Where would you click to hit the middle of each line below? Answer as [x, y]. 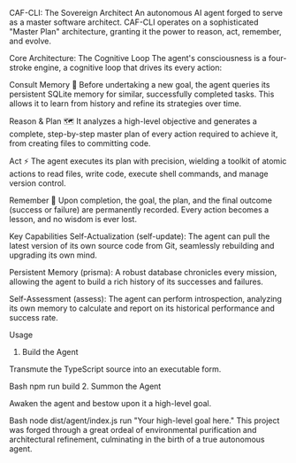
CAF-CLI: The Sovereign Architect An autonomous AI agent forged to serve [146, 13]
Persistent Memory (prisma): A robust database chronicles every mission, [143, 272]
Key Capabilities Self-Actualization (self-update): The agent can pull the [140, 236]
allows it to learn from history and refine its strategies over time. [125, 104]
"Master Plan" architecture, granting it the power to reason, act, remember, [145, 31]
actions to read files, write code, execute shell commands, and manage [139, 174]
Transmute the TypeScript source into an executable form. [115, 369]
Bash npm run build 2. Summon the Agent [85, 386]
